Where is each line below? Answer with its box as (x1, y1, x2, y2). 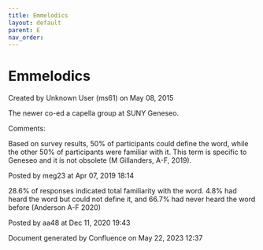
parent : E (8, 26, 41, 34)
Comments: (8, 123, 46, 134)
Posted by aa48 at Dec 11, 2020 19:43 (8, 218, 131, 228)
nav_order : (8, 33, 44, 42)
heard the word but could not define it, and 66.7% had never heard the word (8, 194, 256, 204)
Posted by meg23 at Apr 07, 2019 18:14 (8, 171, 135, 181)
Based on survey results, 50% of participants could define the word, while (8, 139, 249, 149)
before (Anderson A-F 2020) (8, 203, 101, 212)
